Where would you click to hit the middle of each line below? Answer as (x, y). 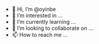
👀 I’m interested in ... (37, 15)
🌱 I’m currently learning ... (44, 22)
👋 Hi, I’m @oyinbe (34, 9)
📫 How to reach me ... (40, 35)
